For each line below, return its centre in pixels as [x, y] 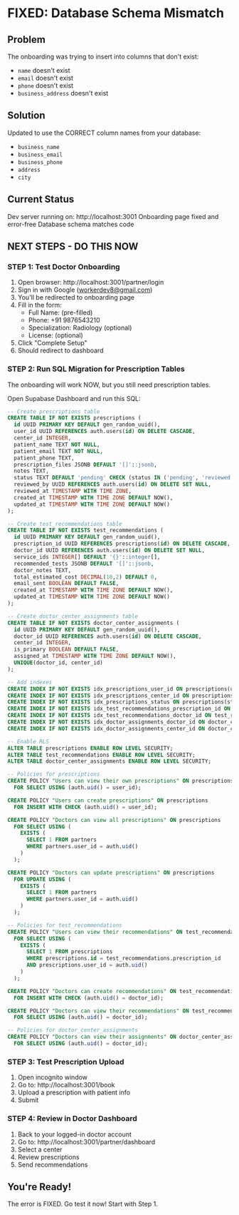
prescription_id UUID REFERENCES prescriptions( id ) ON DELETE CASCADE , [122, 544]
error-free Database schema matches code [71, 224]
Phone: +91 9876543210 [64, 320]
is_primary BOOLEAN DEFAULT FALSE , [67, 650]
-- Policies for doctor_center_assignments [73, 1030]
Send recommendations [53, 1164]
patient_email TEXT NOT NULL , [58, 451]
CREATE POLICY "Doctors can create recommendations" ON [92, 991]
